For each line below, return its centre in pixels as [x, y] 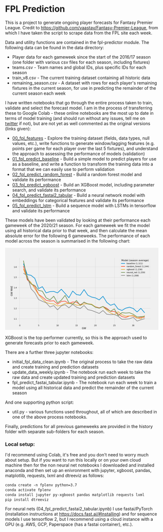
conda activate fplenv [28, 490]
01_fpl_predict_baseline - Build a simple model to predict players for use [84, 159]
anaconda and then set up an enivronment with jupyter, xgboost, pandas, [78, 470]
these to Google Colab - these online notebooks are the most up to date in [80, 113]
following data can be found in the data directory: [54, 47]
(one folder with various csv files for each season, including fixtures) [81, 62]
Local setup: [20, 444]
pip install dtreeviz [27, 500]
